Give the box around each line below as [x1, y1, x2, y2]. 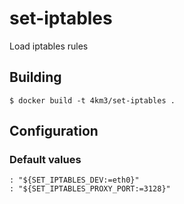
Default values [9, 153, 82, 167]
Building [9, 69, 62, 86]
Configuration [9, 123, 99, 140]
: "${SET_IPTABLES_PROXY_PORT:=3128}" [9, 184, 171, 194]
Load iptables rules [9, 40, 89, 52]
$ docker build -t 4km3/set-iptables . [9, 95, 176, 106]
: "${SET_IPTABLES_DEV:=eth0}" [9, 175, 140, 186]
